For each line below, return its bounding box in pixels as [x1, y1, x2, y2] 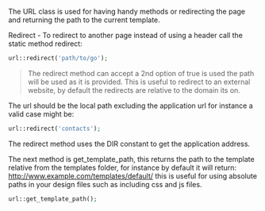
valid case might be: [8, 109, 75, 118]
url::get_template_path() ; [8, 194, 98, 203]
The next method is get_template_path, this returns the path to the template [8, 154, 255, 163]
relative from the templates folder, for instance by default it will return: [8, 163, 236, 172]
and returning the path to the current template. [8, 15, 160, 25]
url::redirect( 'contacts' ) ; [8, 125, 102, 132]
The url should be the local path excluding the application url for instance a [8, 101, 254, 110]
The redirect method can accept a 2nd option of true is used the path [27, 68, 255, 78]
